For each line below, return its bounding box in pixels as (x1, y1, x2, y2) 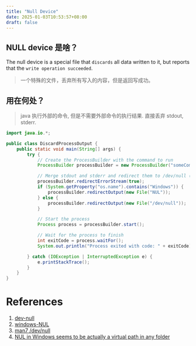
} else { (37, 194, 59, 201)
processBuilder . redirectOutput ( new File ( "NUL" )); (47, 189, 171, 195)
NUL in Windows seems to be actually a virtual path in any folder (14, 333, 170, 340)
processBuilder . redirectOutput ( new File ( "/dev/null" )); (47, 200, 187, 206)
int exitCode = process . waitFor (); (37, 238, 124, 244)
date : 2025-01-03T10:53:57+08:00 (6, 14, 87, 20)
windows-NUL (14, 321, 50, 328)
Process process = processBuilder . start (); (37, 222, 145, 228)
